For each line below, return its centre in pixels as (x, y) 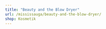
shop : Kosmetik (21, 19)
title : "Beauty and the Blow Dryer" (42, 10)
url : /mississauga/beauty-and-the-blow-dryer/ (53, 14)
